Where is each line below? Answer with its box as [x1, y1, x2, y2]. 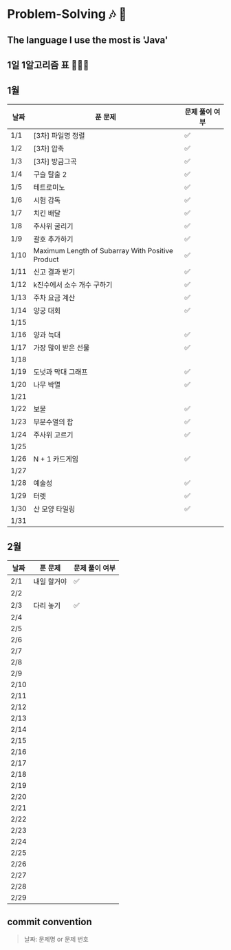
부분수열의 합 [33, 417, 74, 426]
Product [33, 255, 60, 264]
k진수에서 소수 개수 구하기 [33, 279, 113, 289]
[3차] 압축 [33, 144, 65, 153]
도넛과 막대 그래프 [33, 367, 88, 377]
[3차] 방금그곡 [33, 157, 77, 166]
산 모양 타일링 [33, 504, 76, 513]
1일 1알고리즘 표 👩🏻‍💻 [7, 59, 89, 71]
